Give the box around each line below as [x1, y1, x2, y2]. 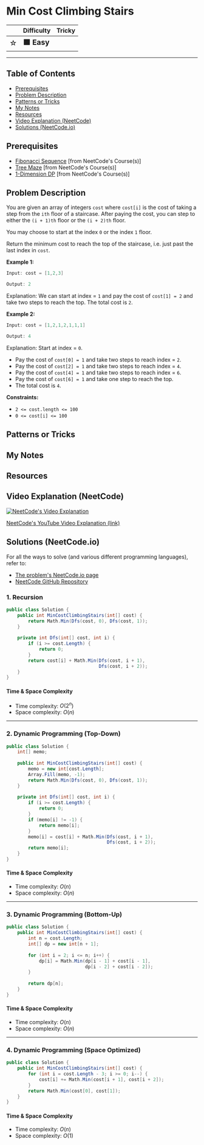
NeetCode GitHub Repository [15, 577, 89, 585]
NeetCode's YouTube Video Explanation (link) [6, 519, 120, 526]
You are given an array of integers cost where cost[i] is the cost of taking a [6, 204, 197, 211]
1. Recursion [6, 593, 44, 601]
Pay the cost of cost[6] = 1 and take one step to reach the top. [15, 375, 174, 382]
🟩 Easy [23, 37, 50, 47]
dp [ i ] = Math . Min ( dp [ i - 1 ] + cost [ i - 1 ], [38, 958, 151, 964]
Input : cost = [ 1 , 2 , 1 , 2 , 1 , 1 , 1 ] [6, 322, 86, 329]
